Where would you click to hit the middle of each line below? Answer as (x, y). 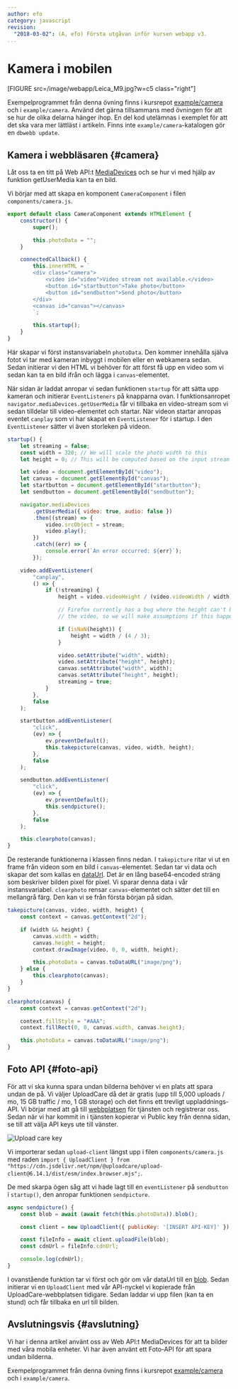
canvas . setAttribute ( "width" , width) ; (115, 669)
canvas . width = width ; (66, 936)
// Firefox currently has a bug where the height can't (142, 610)
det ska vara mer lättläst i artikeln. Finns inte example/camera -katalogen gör (116, 125)
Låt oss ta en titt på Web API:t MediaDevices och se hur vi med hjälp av (111, 172)
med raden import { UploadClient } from (68, 1159)
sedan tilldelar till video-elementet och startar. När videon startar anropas (114, 411)
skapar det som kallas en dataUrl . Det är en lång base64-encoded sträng (114, 875)
